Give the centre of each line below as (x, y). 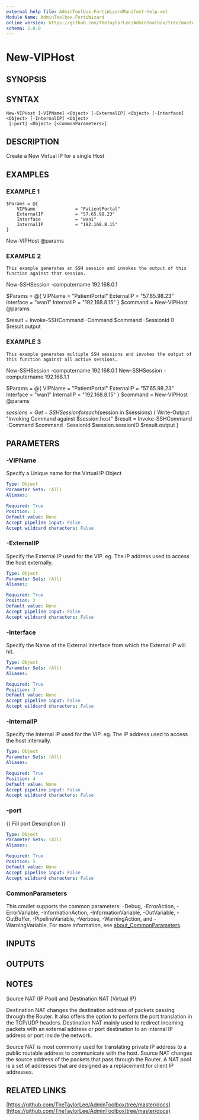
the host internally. (29, 741)
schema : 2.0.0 (24, 28)
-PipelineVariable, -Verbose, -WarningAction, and (92, 919)
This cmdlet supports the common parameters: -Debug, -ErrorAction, (91, 906)
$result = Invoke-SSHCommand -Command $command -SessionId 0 (90, 320)
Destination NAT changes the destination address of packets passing (90, 1010)
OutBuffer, (19, 919)
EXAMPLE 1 (23, 192)
